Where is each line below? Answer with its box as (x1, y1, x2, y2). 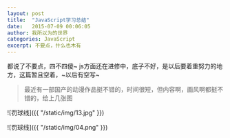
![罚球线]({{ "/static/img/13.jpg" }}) (7, 108, 105, 117)
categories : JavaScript (7, 36, 76, 43)
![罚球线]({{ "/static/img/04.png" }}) (7, 124, 108, 131)
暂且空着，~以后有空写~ (30, 70, 100, 79)
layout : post (7, 10, 45, 17)
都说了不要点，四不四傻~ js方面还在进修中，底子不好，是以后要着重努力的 (7, 62, 217, 70)
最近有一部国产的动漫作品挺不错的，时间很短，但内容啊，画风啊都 (23, 86, 211, 93)
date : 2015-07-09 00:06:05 (7, 23, 91, 30)
